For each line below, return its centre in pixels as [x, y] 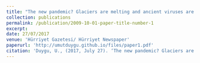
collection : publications [38, 17]
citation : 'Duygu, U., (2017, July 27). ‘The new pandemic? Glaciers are [100, 51]
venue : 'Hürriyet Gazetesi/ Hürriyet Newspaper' [68, 40]
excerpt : [17, 28]
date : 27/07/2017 [28, 34]
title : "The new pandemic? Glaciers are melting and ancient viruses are [100, 12]
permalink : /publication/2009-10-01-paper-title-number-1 [80, 23]
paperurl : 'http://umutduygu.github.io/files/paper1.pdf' [80, 46]
